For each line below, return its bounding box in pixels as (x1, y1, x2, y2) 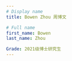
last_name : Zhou (6, 36, 46, 42)
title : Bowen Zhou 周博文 (6, 14, 67, 20)
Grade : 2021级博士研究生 (6, 46, 61, 52)
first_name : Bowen (6, 30, 51, 36)
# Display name (6, 8, 43, 15)
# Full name (6, 25, 35, 30)
